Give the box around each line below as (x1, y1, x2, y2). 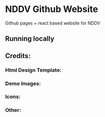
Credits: (5, 51, 31, 60)
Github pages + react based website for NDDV (5, 20, 101, 26)
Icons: (5, 93, 21, 100)
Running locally (5, 34, 55, 43)
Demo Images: (5, 80, 41, 87)
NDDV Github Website (5, 3, 99, 15)
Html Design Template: (5, 66, 62, 73)
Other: (5, 106, 21, 113)
